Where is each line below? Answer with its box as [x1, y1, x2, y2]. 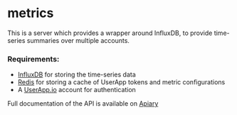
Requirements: [7, 54, 60, 64]
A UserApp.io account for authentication [17, 86, 137, 94]
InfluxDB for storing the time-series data [17, 70, 137, 79]
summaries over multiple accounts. [26, 36, 130, 44]
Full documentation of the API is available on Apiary [7, 99, 159, 108]
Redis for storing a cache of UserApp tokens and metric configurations [17, 78, 226, 86]
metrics [7, 5, 54, 21]
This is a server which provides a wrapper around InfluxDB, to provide [7, 29, 213, 37]
